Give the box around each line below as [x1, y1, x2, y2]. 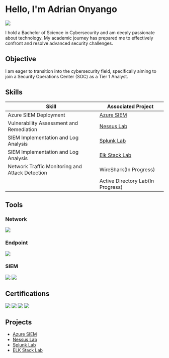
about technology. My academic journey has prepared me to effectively [5, 35, 153, 41]
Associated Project [107, 103, 154, 110]
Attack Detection [8, 169, 48, 176]
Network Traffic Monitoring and [8, 163, 82, 170]
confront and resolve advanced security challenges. [5, 40, 113, 46]
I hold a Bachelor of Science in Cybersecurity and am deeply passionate [5, 29, 155, 36]
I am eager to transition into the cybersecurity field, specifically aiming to [5, 68, 157, 74]
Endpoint [5, 240, 28, 247]
